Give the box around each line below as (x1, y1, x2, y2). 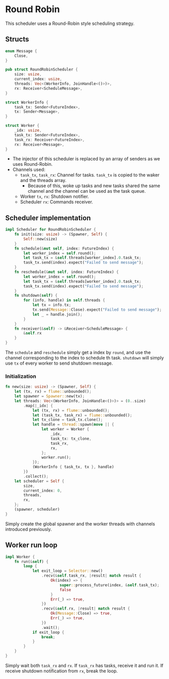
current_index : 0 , (23, 488, 62, 493)
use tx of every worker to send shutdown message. (5, 360, 113, 366)
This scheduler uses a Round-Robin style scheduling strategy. (5, 20, 135, 26)
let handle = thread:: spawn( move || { (32, 422, 114, 427)
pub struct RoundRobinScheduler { (5, 67, 78, 72)
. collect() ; (23, 474, 49, 479)
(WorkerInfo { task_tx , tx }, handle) (32, 464, 114, 470)
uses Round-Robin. (12, 161, 53, 167)
